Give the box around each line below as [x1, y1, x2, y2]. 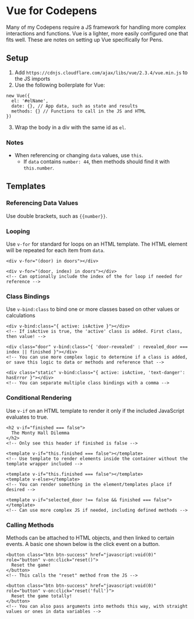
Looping [6, 227, 31, 235]
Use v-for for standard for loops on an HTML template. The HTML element [6, 240, 188, 248]
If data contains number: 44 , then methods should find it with [23, 158, 170, 165]
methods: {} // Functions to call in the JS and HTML [11, 108, 146, 114]
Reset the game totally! [11, 593, 72, 599]
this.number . [23, 164, 55, 171]
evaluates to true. [6, 413, 49, 421]
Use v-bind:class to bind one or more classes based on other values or [6, 306, 180, 313]
